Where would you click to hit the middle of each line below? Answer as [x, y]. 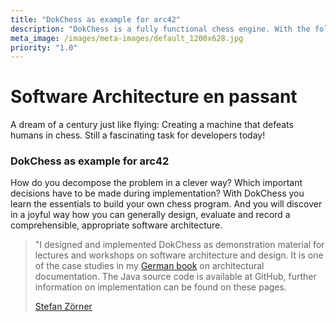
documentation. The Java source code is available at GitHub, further [175, 277]
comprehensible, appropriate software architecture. [116, 225]
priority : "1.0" [44, 47]
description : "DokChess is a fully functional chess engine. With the [160, 29]
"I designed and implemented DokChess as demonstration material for [179, 245]
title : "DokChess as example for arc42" [96, 19]
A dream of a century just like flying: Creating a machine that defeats [152, 125]
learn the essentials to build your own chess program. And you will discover [166, 204]
